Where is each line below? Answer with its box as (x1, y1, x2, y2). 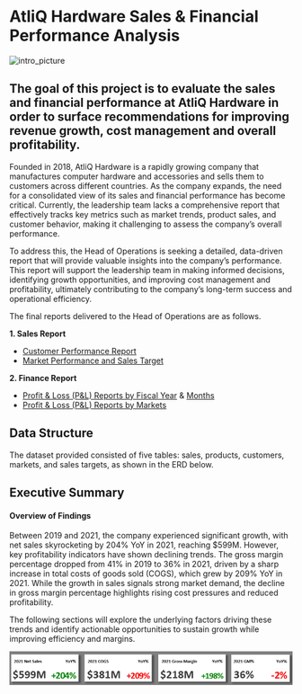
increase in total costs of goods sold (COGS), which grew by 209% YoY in (9, 568, 283, 579)
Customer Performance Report (22, 345, 137, 356)
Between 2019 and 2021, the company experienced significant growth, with (9, 530, 289, 541)
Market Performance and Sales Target (22, 355, 164, 366)
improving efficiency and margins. (9, 634, 136, 645)
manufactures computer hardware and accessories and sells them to (9, 171, 264, 182)
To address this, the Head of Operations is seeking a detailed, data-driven (9, 245, 283, 256)
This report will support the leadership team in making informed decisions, (9, 264, 285, 275)
